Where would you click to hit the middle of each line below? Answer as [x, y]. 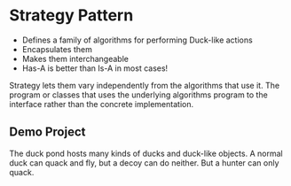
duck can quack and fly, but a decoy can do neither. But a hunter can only [144, 163]
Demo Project [47, 132]
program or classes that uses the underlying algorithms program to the [138, 95]
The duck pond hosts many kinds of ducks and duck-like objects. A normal [146, 153]
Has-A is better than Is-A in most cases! [95, 68]
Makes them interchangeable [75, 58]
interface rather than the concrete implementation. [101, 104]
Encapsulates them [57, 49]
